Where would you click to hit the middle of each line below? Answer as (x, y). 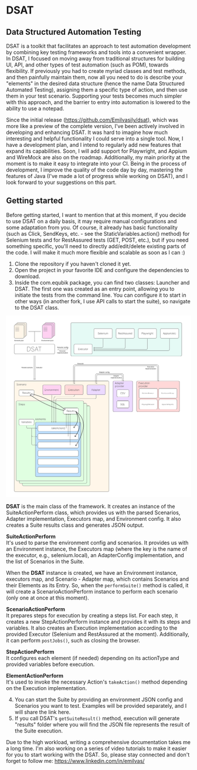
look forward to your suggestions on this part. (61, 182)
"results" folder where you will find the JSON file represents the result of (102, 725)
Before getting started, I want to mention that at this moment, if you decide (96, 215)
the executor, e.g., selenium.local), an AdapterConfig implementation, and (95, 555)
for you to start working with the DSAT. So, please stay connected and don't (98, 755)
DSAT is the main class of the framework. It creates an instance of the (91, 507)
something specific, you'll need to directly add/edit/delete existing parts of (96, 246)
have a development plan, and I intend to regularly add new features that (94, 145)
